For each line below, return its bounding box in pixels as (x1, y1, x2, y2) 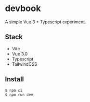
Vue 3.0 (12, 51, 28, 57)
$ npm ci (5, 88, 23, 93)
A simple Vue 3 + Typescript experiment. (5, 19, 86, 25)
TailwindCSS (12, 61, 38, 67)
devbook (5, 3, 41, 14)
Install (5, 75, 24, 84)
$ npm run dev (5, 92, 34, 97)
